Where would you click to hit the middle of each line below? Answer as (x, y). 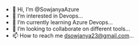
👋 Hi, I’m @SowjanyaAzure (46, 9)
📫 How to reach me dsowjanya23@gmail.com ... (73, 36)
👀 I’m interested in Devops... (47, 16)
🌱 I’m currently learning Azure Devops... (62, 22)
